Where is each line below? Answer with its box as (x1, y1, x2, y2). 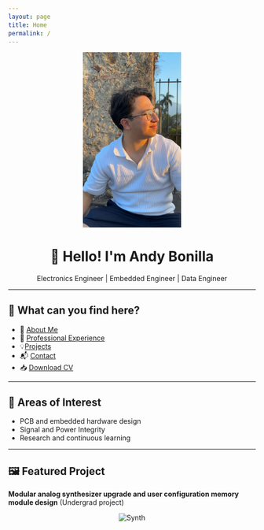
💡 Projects (19, 341, 52, 350)
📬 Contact (19, 350, 57, 360)
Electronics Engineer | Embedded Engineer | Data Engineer (36, 273, 228, 283)
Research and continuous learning (19, 433, 131, 443)
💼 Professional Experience (19, 333, 105, 343)
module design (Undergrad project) (8, 498, 124, 507)
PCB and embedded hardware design (19, 417, 141, 426)
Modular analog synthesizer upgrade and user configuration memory (8, 489, 240, 499)
